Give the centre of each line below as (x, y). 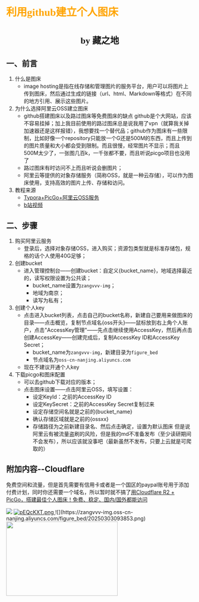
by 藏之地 (100, 41)
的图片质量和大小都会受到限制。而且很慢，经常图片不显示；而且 (102, 145)
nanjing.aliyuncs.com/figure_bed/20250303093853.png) (76, 518)
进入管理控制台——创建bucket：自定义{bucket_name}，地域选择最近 (108, 270)
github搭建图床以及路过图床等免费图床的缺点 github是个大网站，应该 (108, 116)
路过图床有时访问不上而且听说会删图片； (73, 168)
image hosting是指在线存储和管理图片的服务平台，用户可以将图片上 (106, 86)
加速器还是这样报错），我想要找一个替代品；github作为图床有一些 (103, 131)
